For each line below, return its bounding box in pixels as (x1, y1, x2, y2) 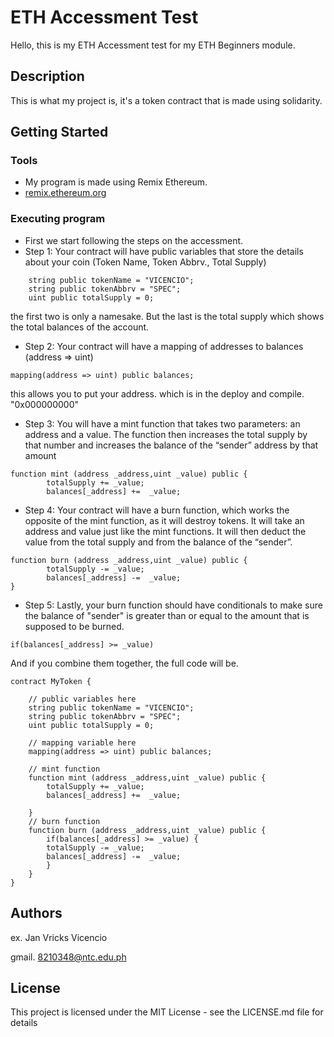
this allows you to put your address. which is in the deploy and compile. (10, 387, 305, 400)
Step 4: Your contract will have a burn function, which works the (24, 504, 290, 516)
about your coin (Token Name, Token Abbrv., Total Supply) (24, 256, 267, 268)
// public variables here (28, 694, 137, 704)
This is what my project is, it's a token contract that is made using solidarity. (10, 94, 323, 106)
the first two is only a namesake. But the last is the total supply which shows (10, 310, 325, 322)
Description (10, 68, 85, 85)
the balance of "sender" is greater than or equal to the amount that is (24, 609, 310, 621)
